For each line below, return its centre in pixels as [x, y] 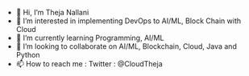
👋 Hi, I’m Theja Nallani [52, 12]
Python [28, 55]
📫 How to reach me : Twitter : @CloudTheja [89, 64]
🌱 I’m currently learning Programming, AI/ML [90, 38]
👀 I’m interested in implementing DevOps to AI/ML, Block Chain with [129, 21]
